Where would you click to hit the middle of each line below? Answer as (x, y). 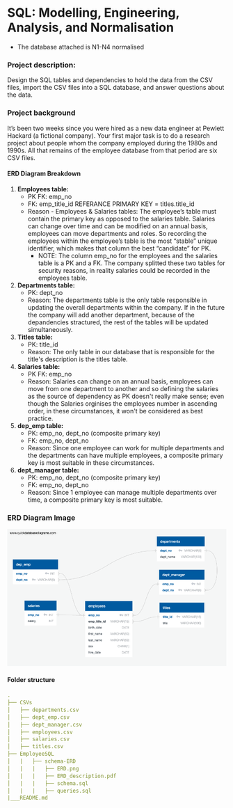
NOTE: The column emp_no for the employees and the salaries (128, 255)
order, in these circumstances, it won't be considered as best (115, 411)
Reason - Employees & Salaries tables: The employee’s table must (122, 211)
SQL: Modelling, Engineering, (93, 13)
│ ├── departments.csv (43, 710)
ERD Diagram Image (41, 518)
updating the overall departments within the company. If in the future (126, 307)
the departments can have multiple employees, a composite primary (125, 455)
